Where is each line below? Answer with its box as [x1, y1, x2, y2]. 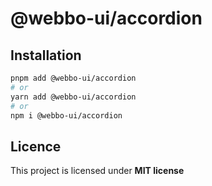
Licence [10, 138, 62, 155]
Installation [10, 47, 82, 64]
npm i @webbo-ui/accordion [10, 110, 123, 121]
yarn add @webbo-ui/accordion [10, 92, 137, 102]
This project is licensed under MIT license [10, 165, 185, 177]
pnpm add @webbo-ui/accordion [10, 73, 137, 83]
